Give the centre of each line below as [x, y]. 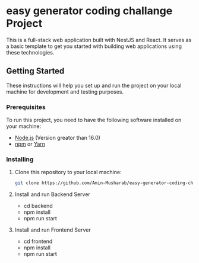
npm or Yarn [30, 144]
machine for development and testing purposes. [65, 92]
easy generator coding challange [89, 11]
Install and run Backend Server [52, 194]
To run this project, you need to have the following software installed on [94, 120]
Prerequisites [26, 107]
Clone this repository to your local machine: [68, 172]
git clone [27, 183]
